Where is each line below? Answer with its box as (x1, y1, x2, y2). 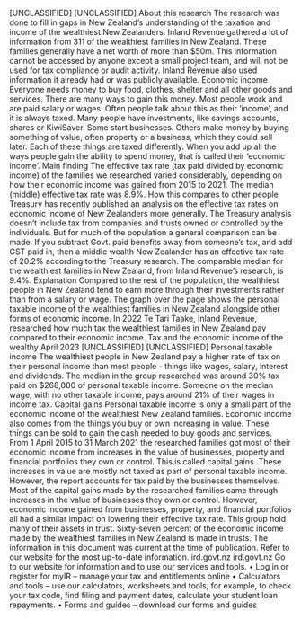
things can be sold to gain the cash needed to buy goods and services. (9, 428, 272, 438)
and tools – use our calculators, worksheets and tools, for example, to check (9, 580, 292, 591)
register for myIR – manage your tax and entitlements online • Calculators (9, 570, 281, 581)
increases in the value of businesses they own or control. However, (9, 494, 258, 505)
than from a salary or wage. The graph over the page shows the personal (9, 294, 280, 305)
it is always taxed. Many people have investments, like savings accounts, (9, 112, 279, 123)
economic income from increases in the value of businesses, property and (9, 447, 285, 457)
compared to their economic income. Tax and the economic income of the (9, 332, 284, 342)
